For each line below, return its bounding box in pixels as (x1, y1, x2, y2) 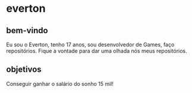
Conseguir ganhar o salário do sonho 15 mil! (6, 80, 114, 87)
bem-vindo (6, 25, 49, 36)
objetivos (6, 65, 42, 75)
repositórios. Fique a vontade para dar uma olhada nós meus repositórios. (6, 47, 187, 54)
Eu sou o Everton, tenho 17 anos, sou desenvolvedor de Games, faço (6, 41, 175, 48)
